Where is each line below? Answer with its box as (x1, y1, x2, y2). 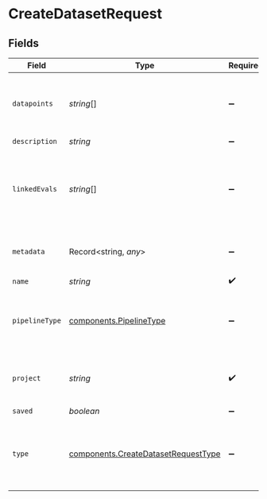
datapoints (12, 99, 53, 108)
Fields (8, 37, 40, 50)
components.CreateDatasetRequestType (68, 448, 221, 459)
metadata (12, 247, 45, 256)
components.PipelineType (68, 315, 166, 326)
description (12, 137, 58, 145)
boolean (68, 406, 100, 416)
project (12, 374, 41, 382)
